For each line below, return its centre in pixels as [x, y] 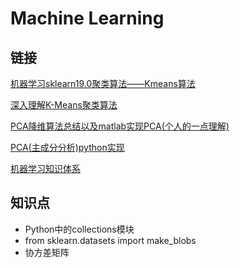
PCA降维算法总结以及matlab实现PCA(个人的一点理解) [120, 126]
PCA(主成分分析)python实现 [67, 147]
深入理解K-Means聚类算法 [64, 105]
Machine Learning [87, 18]
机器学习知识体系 [45, 168]
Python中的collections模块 [79, 229]
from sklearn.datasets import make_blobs [110, 240]
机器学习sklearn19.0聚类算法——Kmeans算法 [103, 83]
